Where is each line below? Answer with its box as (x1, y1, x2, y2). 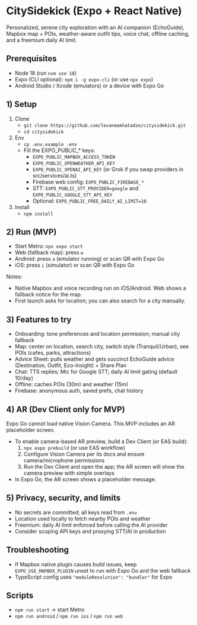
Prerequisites (6, 53, 57, 64)
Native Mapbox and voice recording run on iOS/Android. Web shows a (14, 285, 186, 292)
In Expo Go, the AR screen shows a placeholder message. (14, 476, 157, 482)
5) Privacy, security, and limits (6, 493, 120, 503)
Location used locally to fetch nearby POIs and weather (14, 515, 151, 522)
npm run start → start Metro (14, 606, 85, 613)
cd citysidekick (23, 129, 64, 135)
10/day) (14, 374, 34, 381)
